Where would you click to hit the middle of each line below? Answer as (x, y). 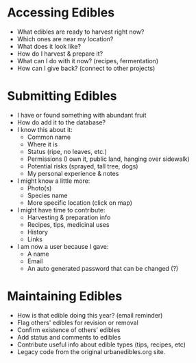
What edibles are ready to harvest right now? (81, 32)
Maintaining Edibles (65, 296)
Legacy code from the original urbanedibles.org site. (91, 351)
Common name (49, 137)
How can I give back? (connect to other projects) (86, 68)
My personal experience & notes (73, 173)
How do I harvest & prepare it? (60, 54)
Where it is (42, 144)
